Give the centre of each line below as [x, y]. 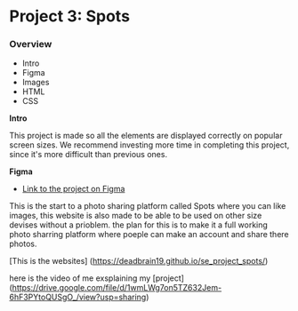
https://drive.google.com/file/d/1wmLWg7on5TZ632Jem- [117, 288]
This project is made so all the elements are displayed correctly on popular [146, 136]
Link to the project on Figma [73, 189]
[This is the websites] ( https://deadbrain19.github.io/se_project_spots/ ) [139, 261]
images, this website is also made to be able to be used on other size [136, 216]
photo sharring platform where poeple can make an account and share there [149, 235]
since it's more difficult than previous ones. [88, 155]
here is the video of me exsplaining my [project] [97, 278]
